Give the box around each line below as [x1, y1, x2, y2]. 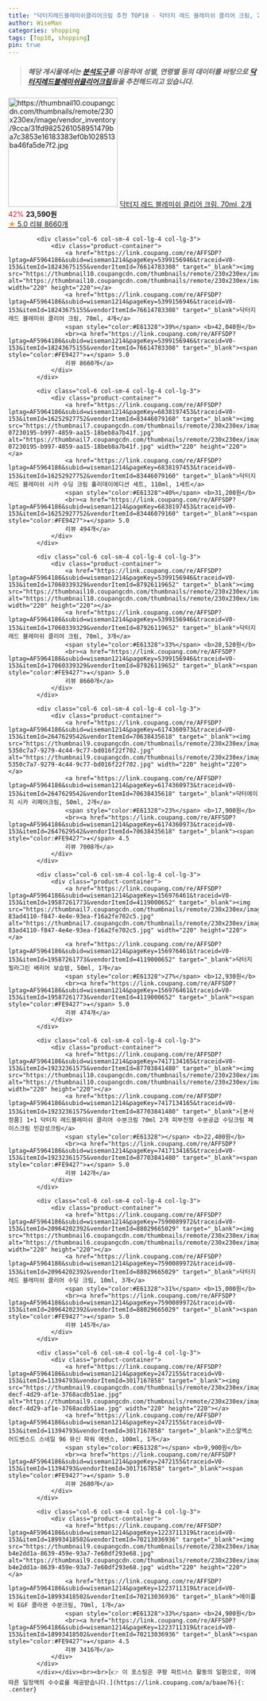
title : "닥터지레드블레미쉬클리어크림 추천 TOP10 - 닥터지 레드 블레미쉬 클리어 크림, [8, 11, 253, 20]
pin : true [8, 41, 41, 49]
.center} [8, 1686, 37, 1694]
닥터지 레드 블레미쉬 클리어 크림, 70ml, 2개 [118, 199, 252, 209]
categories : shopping [8, 26, 80, 34]
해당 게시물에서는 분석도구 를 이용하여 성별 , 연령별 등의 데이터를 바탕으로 [27, 67, 249, 76]
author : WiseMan [8, 19, 62, 27]
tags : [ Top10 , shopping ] [8, 33, 91, 42]
